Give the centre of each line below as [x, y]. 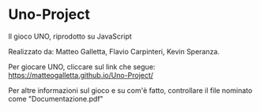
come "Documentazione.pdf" [56, 98]
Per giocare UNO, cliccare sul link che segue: [82, 67]
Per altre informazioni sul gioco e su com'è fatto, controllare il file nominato [130, 90]
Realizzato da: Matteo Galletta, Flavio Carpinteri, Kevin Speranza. [114, 51]
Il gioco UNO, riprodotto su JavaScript [70, 36]
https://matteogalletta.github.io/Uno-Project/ [81, 75]
